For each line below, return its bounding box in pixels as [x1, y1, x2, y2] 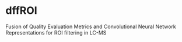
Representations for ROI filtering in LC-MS [5, 29, 107, 36]
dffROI [5, 4, 37, 17]
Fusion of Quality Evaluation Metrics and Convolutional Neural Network [5, 23, 176, 30]
